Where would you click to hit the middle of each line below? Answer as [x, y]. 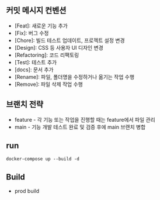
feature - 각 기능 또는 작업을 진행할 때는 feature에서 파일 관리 [85, 119]
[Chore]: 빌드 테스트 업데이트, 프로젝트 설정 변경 [69, 40]
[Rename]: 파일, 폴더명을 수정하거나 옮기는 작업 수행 [74, 77]
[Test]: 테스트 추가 [36, 62]
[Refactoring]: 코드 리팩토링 [47, 55]
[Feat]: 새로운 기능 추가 [41, 26]
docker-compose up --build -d [43, 159]
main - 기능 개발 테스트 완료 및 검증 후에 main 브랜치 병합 [80, 127]
